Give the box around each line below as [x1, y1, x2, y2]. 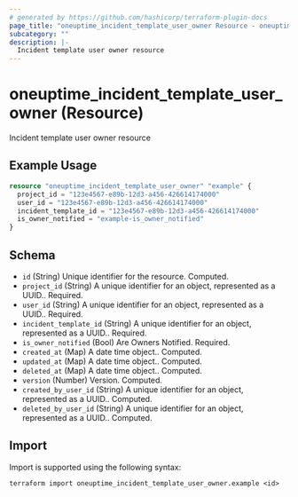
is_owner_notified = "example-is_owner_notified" [17, 215, 204, 224]
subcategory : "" [9, 29, 69, 38]
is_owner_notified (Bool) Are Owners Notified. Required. [21, 336, 231, 347]
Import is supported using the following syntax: [9, 461, 182, 472]
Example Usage [9, 158, 98, 173]
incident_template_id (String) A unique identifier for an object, [21, 318, 252, 328]
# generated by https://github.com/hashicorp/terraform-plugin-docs [9, 12, 268, 22]
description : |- [9, 37, 69, 47]
